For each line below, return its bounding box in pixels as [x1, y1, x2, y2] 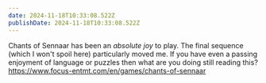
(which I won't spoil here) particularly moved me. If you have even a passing [8, 49, 258, 58]
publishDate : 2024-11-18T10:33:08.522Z [8, 19, 141, 27]
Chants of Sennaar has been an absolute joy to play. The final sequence [8, 40, 244, 50]
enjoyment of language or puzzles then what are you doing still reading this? [8, 57, 258, 67]
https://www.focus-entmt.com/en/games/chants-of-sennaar [8, 66, 206, 75]
